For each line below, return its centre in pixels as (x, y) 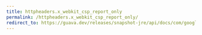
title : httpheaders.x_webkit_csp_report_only (64, 12)
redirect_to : (23, 23)
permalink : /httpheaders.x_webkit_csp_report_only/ (72, 17)
